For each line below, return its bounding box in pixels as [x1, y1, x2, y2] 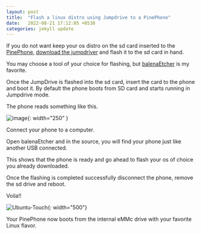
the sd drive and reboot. [6, 180, 66, 188]
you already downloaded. [6, 162, 69, 169]
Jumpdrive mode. [6, 91, 50, 98]
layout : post [6, 8, 39, 15]
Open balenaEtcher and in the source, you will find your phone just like [6, 138, 182, 145]
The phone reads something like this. [6, 103, 98, 110]
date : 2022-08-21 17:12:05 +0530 [6, 20, 96, 26]
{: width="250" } [27, 115, 69, 122]
